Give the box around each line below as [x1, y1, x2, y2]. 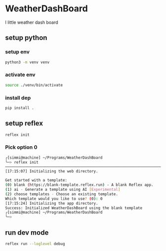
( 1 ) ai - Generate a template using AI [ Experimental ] [5, 187, 121, 192]
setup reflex [5, 119, 43, 127]
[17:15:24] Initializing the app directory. [5, 201, 98, 206]
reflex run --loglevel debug [5, 242, 65, 247]
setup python [5, 34, 47, 42]
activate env [5, 71, 36, 78]
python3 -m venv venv [5, 60, 50, 65]
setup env [5, 48, 30, 55]
